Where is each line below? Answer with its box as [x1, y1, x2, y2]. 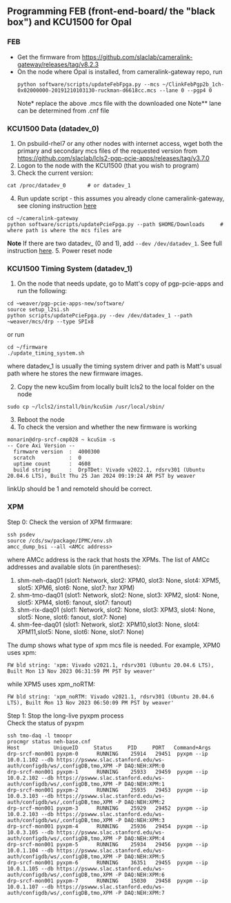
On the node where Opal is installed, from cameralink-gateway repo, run [17, 67, 223, 75]
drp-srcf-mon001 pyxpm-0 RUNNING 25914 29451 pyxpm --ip [7, 750, 208, 757]
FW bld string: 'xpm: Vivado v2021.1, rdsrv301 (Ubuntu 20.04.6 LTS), [7, 662, 214, 669]
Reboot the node [17, 416, 66, 424]
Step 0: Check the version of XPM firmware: [7, 518, 133, 526]
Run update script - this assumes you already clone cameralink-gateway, [17, 194, 225, 203]
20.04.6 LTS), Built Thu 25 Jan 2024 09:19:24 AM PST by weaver [7, 473, 196, 480]
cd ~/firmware [7, 344, 48, 351]
